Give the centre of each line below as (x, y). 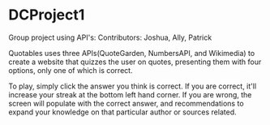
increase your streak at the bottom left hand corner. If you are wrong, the (130, 94)
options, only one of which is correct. (71, 70)
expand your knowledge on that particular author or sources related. (122, 112)
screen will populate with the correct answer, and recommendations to (126, 103)
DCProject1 (47, 15)
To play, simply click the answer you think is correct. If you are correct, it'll (133, 86)
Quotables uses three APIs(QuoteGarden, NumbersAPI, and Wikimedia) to (132, 53)
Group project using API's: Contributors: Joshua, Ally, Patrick (110, 37)
